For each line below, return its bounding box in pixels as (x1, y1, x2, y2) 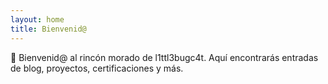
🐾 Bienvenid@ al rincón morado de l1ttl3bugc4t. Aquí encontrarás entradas (10, 51, 319, 63)
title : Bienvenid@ (10, 24, 87, 34)
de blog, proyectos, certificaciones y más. (10, 62, 184, 74)
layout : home (10, 14, 65, 25)
